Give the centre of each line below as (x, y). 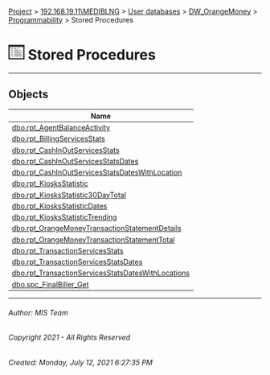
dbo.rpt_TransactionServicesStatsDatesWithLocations (101, 273)
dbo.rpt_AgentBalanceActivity (61, 128)
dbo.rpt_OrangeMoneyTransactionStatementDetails (97, 229)
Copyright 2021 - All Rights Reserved (70, 337)
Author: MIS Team (38, 312)
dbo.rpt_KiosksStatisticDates (59, 206)
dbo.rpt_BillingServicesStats (59, 139)
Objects (29, 94)
